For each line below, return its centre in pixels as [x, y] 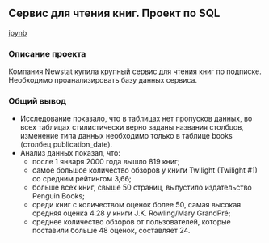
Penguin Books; [58, 196]
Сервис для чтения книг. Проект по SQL [114, 13]
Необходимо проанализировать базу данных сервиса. [103, 80]
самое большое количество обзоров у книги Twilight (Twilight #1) [145, 170]
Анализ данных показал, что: [70, 153]
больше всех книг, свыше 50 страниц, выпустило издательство [142, 188]
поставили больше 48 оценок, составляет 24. [111, 231]
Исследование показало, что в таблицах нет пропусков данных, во [136, 119]
